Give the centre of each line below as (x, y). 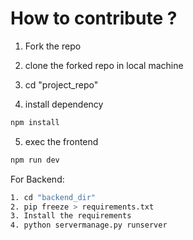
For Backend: (37, 179)
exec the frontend (61, 141)
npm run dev (35, 160)
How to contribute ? (94, 18)
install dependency (64, 104)
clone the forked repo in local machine (104, 65)
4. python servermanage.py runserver (89, 225)
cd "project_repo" (61, 84)
